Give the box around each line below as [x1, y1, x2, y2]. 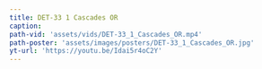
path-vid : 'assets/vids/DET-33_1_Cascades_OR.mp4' [9, 30, 203, 39]
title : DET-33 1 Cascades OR [9, 13, 118, 22]
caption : [9, 22, 42, 30]
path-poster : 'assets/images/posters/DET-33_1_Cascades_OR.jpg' [9, 38, 255, 47]
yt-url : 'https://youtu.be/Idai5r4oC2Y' [9, 47, 163, 56]
